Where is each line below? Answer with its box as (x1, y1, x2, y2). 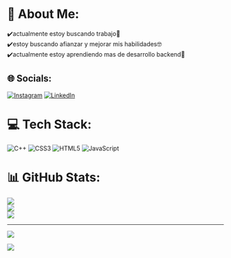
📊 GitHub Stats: (7, 169, 101, 185)
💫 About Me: (7, 6, 80, 22)
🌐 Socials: (7, 72, 52, 85)
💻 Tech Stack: (7, 117, 92, 132)
